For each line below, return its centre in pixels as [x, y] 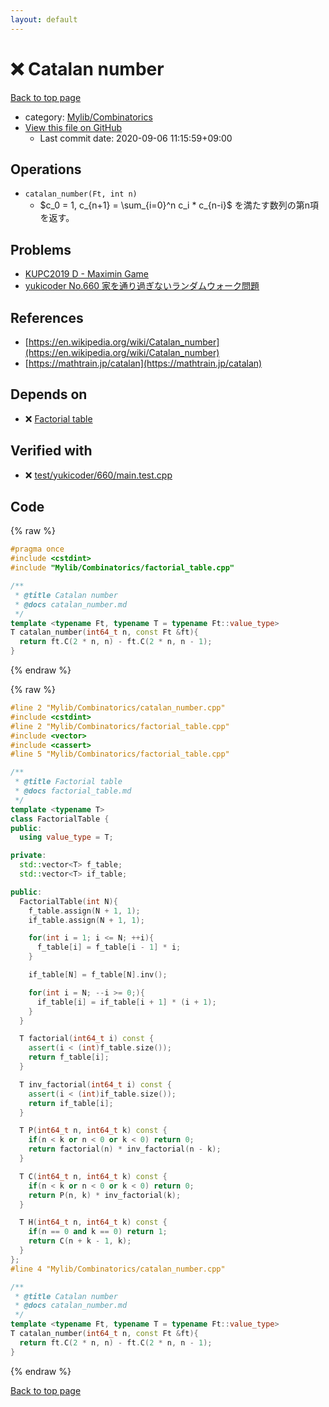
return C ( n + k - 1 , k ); [80, 1241]
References [47, 317]
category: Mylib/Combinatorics [88, 117]
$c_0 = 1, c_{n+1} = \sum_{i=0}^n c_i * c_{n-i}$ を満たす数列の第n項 [179, 205]
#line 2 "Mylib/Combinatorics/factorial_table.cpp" [120, 726]
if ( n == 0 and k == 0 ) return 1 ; [98, 1232]
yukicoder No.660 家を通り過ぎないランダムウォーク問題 [142, 286]
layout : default [44, 19]
